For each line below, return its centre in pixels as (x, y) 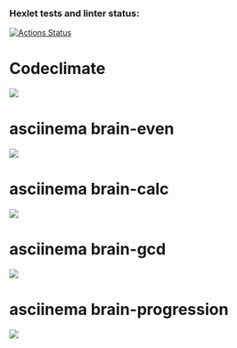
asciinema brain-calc (89, 189)
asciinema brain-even (92, 129)
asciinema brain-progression (119, 310)
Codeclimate (57, 69)
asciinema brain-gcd (88, 249)
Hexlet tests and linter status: (74, 13)
